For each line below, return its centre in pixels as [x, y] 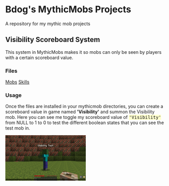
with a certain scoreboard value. [39, 57]
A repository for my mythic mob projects [48, 24]
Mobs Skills [17, 82]
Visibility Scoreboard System [53, 40]
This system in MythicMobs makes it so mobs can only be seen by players [83, 52]
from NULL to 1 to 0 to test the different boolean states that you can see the [85, 123]
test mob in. [18, 128]
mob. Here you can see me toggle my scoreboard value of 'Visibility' [83, 117]
